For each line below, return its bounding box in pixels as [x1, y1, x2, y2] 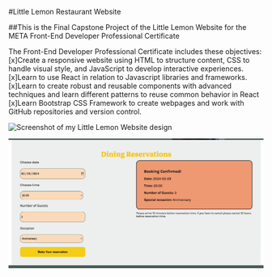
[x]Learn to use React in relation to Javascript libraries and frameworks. [8, 73, 248, 82]
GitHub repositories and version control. [8, 107, 142, 116]
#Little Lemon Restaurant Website [8, 7, 121, 16]
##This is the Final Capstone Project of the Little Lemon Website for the [8, 23, 247, 31]
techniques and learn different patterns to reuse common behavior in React [8, 90, 260, 99]
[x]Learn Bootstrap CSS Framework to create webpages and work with [8, 99, 244, 107]
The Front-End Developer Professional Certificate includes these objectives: [8, 47, 262, 56]
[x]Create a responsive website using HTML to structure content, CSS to [8, 56, 250, 65]
